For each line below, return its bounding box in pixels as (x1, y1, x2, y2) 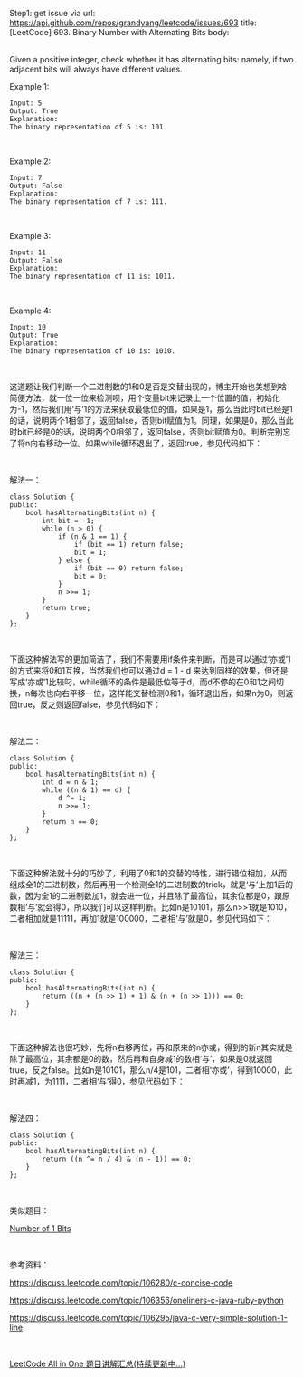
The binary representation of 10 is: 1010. (9, 347, 176, 356)
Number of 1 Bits (9, 1223, 71, 1234)
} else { (57, 556, 91, 565)
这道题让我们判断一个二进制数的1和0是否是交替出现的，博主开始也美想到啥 (9, 381, 288, 392)
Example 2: (9, 156, 52, 167)
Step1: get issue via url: (9, 8, 96, 18)
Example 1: (9, 81, 50, 91)
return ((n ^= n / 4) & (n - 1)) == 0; (42, 1154, 193, 1163)
